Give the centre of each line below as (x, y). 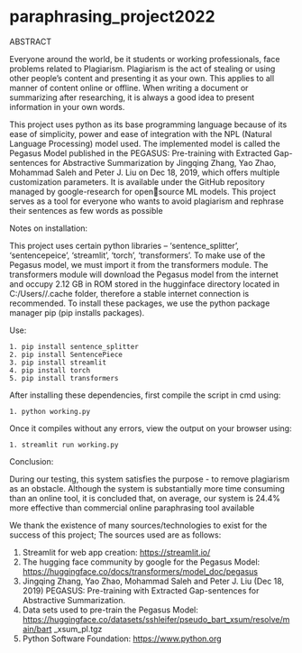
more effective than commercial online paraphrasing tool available (132, 508)
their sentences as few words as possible (87, 210)
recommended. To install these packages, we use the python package (140, 303)
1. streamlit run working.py (64, 445)
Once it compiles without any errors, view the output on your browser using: (151, 428)
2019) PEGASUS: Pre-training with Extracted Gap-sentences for (141, 590)
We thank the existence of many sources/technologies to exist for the (138, 525)
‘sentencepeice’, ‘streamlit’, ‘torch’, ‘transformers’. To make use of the (137, 255)
